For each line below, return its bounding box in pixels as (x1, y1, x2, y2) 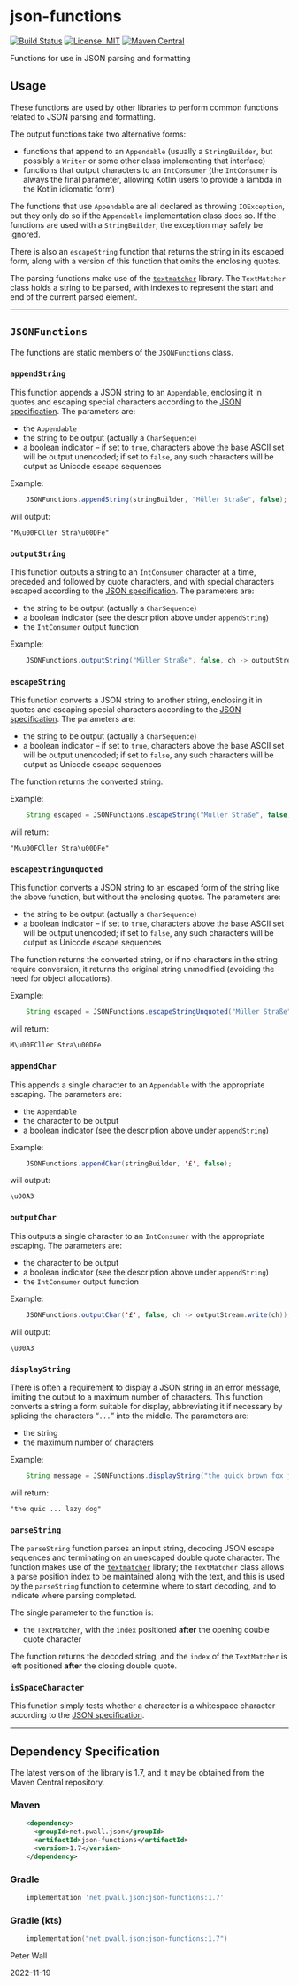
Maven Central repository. (10, 1777, 105, 1788)
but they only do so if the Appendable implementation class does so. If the (10, 210, 277, 221)
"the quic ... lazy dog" (10, 1504, 102, 1513)
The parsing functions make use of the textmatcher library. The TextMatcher (10, 272, 287, 283)
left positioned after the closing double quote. (10, 1660, 178, 1671)
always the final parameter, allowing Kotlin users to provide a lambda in (22, 174, 282, 184)
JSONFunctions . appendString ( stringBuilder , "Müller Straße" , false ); (26, 495, 288, 504)
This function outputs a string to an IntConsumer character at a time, (10, 567, 256, 577)
